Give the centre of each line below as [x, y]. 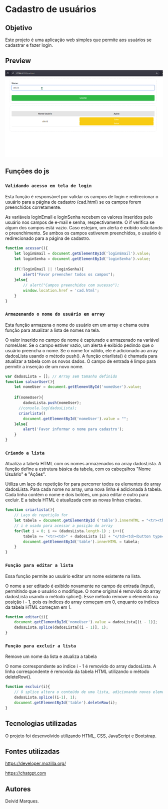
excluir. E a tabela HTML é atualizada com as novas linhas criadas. [73, 500]
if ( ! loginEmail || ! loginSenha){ [49, 269]
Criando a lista [25, 453]
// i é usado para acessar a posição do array [63, 525]
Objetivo [19, 28]
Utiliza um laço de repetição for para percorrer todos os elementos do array [83, 484]
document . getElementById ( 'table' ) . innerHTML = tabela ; [81, 542]
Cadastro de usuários [51, 9]
